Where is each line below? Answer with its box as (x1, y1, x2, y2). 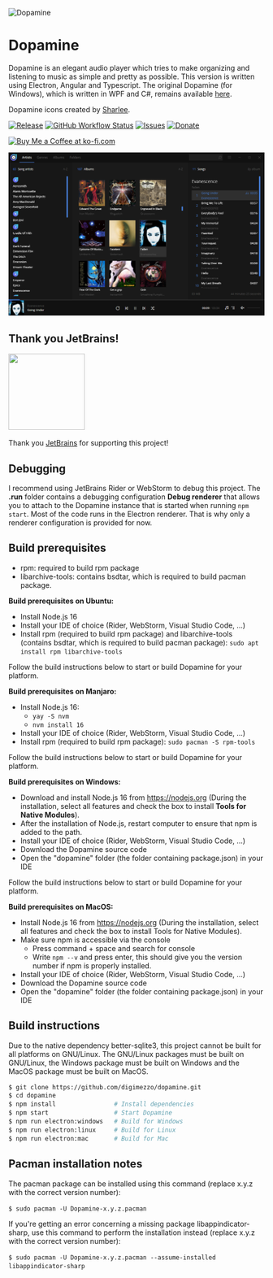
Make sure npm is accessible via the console (19, 935, 171, 945)
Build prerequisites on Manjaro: (8, 686, 117, 696)
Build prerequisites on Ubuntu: (8, 596, 115, 606)
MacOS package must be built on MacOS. (8, 1066, 149, 1076)
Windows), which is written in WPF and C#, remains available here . (8, 89, 233, 98)
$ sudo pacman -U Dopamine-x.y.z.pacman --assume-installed (8, 1253, 217, 1262)
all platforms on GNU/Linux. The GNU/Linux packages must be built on (8, 1049, 245, 1058)
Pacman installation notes (8, 1157, 143, 1171)
